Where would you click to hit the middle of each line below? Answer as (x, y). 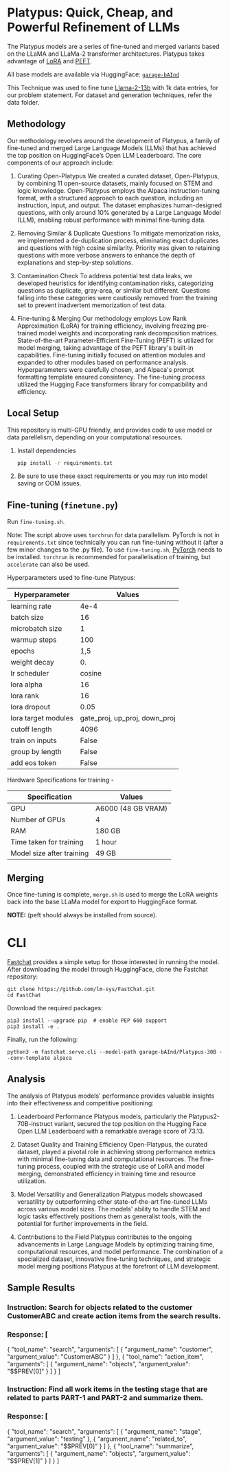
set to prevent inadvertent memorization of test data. (92, 305)
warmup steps (34, 640)
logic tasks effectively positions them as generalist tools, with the (109, 1216)
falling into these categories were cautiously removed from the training (117, 298)
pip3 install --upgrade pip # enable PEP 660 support (87, 1021)
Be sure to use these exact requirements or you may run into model (112, 476)
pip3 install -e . (33, 1027)
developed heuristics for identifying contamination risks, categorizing (115, 283)
